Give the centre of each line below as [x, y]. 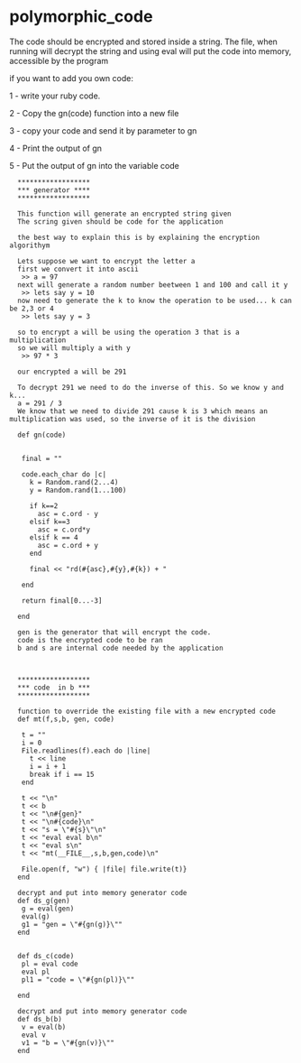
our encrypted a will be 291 [72, 372]
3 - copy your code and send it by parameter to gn [103, 130]
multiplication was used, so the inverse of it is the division [132, 419]
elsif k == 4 [54, 537]
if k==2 [44, 506]
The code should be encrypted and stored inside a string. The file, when [143, 42]
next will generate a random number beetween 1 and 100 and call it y [153, 285]
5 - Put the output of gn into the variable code [95, 165]
